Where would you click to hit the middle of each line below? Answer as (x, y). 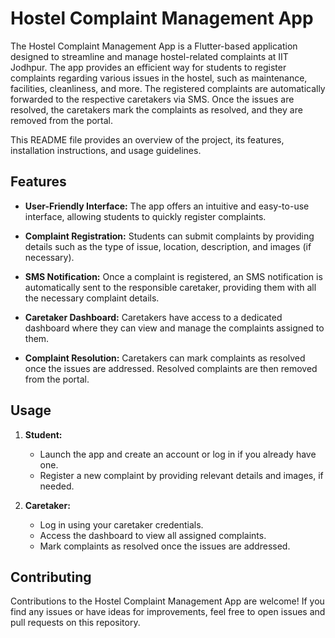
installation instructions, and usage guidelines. (106, 150)
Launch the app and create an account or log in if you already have (178, 454)
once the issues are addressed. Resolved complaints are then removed (171, 368)
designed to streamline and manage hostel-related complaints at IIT (149, 56)
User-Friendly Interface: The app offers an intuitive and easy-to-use (167, 206)
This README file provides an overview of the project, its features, (147, 139)
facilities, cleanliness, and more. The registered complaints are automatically (168, 88)
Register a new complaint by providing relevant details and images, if (181, 475)
